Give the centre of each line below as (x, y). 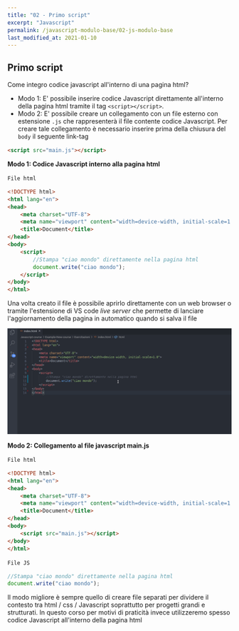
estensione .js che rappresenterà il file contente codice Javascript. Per (122, 121)
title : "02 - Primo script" (49, 15)
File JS (19, 563)
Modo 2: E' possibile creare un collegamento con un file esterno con (118, 113)
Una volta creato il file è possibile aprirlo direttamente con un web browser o (119, 303)
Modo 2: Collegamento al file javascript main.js (78, 445)
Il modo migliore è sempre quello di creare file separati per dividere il (108, 597)
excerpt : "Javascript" (41, 22)
